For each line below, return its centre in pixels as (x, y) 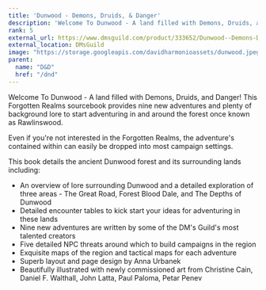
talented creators (47, 235)
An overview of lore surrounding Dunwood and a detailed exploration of (137, 185)
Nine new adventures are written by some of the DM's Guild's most (129, 227)
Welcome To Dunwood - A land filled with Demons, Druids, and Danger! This (133, 97)
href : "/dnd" (37, 74)
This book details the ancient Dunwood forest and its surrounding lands (125, 161)
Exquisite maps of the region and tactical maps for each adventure (128, 252)
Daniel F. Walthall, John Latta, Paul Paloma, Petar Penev (111, 277)
